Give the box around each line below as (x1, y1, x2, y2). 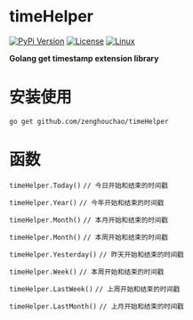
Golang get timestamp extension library (9, 53, 159, 63)
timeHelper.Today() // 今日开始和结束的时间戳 (9, 181, 169, 190)
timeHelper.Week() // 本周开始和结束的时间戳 (9, 267, 165, 276)
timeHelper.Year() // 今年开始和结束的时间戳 (9, 198, 165, 207)
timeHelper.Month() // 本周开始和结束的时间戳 (9, 233, 169, 242)
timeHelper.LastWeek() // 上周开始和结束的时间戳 (9, 284, 181, 293)
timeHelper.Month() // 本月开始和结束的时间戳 (9, 216, 169, 225)
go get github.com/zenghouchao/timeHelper (9, 117, 169, 126)
